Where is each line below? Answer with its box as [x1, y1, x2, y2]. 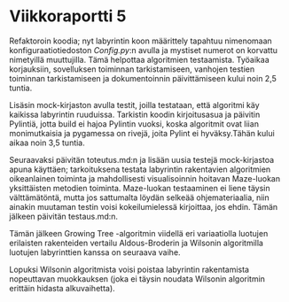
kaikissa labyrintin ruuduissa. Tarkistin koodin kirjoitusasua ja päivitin [9, 109, 261, 120]
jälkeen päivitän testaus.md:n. [9, 211, 118, 221]
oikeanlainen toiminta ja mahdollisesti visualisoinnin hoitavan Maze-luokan [9, 173, 281, 183]
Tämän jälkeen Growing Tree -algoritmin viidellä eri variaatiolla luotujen [9, 228, 269, 238]
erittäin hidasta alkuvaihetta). [9, 283, 115, 293]
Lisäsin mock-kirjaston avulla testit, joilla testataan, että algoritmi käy [9, 99, 260, 110]
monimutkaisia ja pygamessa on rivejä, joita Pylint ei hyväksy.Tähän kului [9, 128, 275, 138]
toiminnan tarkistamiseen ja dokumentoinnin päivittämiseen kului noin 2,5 [9, 73, 277, 83]
